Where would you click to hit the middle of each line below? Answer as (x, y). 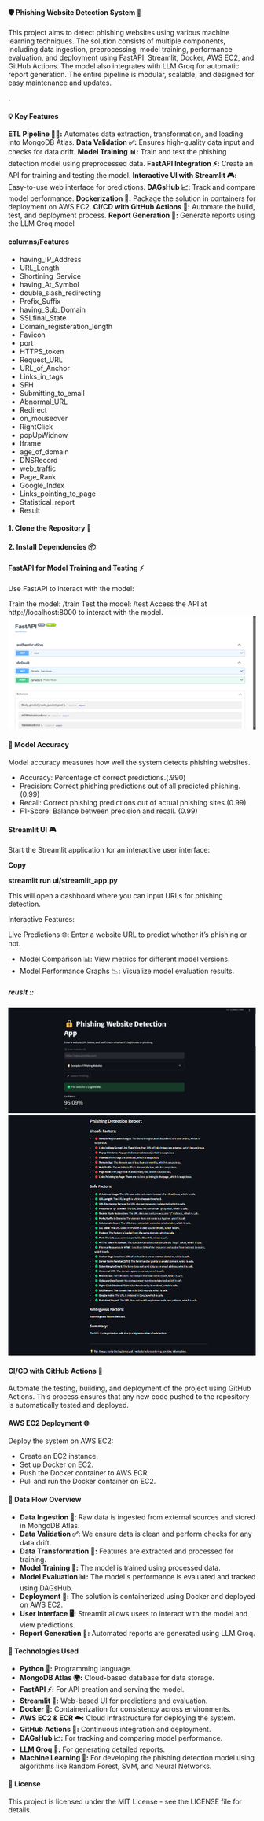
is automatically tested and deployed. (69, 1405)
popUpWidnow (44, 435)
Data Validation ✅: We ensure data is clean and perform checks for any (136, 1534)
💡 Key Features (33, 116)
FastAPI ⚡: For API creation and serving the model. (102, 1689)
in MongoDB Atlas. (49, 1525)
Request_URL (41, 360)
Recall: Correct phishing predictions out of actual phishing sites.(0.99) (133, 803)
